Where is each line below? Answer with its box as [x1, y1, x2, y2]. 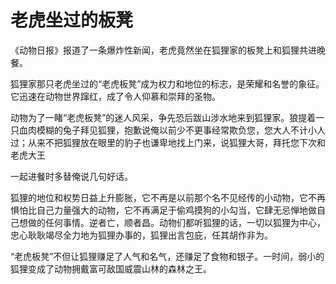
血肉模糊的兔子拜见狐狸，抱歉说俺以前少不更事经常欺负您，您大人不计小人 [18, 124, 326, 136]
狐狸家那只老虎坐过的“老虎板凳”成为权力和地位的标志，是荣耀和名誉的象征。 [10, 77, 325, 90]
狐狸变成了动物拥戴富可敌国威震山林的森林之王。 [10, 262, 212, 275]
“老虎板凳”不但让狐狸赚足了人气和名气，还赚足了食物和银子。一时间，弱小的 [10, 250, 325, 262]
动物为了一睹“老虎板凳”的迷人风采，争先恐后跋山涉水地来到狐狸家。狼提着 [10, 111, 317, 123]
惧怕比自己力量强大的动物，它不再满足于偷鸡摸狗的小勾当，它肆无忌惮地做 [10, 204, 317, 216]
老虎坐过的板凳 [10, 9, 134, 32]
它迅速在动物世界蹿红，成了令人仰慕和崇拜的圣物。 [10, 90, 221, 102]
